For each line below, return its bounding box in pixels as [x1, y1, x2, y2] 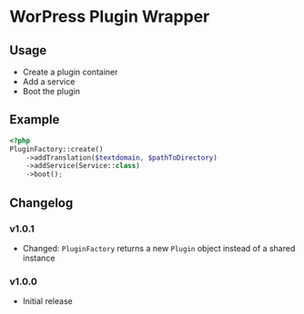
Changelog [9, 195, 74, 211]
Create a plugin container [22, 66, 118, 77]
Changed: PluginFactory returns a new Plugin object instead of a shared [22, 242, 296, 253]
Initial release [22, 296, 73, 307]
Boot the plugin [22, 86, 80, 96]
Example [9, 112, 60, 128]
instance [22, 252, 56, 263]
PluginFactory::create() [9, 144, 104, 153]
